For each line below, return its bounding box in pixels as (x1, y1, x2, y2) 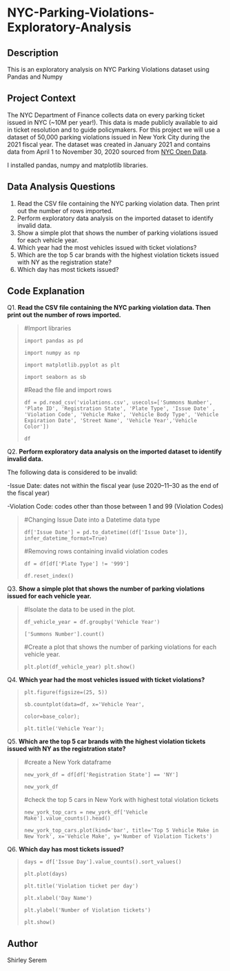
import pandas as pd (23, 337, 83, 344)
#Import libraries (23, 324, 72, 333)
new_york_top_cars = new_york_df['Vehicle (23, 809, 148, 816)
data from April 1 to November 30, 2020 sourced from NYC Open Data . (7, 147, 208, 156)
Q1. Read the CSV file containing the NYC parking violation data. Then (7, 304, 211, 312)
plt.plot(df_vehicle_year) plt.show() (23, 664, 136, 671)
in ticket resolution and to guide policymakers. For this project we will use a (7, 126, 220, 134)
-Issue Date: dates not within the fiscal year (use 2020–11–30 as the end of (7, 482, 219, 490)
